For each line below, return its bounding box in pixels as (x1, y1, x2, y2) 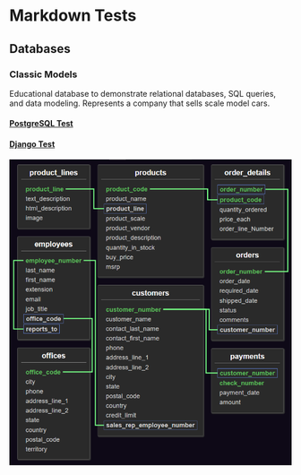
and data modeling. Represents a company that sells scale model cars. (9, 98, 271, 108)
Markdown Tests (9, 5, 137, 26)
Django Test (9, 139, 56, 150)
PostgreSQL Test (9, 118, 73, 129)
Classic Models (9, 68, 78, 81)
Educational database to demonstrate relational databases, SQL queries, (9, 88, 276, 99)
